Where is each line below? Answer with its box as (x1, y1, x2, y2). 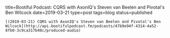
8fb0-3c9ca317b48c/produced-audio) (5, 28, 81, 33)
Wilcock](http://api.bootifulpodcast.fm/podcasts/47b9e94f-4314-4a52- (5, 23, 159, 28)
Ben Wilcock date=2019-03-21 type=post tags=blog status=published (5, 9, 153, 15)
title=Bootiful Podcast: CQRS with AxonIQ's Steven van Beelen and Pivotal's (5, 4, 165, 10)
